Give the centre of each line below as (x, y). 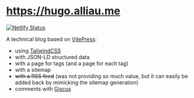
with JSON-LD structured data (52, 57)
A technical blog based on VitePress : (52, 39)
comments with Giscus (43, 88)
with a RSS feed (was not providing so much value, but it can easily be (101, 76)
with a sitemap (33, 69)
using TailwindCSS (38, 50)
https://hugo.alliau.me (63, 11)
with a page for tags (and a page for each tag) (72, 63)
